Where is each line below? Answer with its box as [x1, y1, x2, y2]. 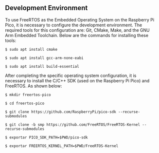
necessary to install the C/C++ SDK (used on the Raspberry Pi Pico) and [5, 77, 150, 83]
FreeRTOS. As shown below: [5, 83, 62, 89]
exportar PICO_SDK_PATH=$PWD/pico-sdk [9, 135, 88, 140]
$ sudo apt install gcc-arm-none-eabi [5, 56, 84, 60]
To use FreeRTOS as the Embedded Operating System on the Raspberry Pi [5, 17, 155, 22]
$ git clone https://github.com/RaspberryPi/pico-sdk [5, 109, 117, 114]
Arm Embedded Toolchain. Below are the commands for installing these [5, 32, 149, 38]
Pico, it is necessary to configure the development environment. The [5, 22, 142, 28]
